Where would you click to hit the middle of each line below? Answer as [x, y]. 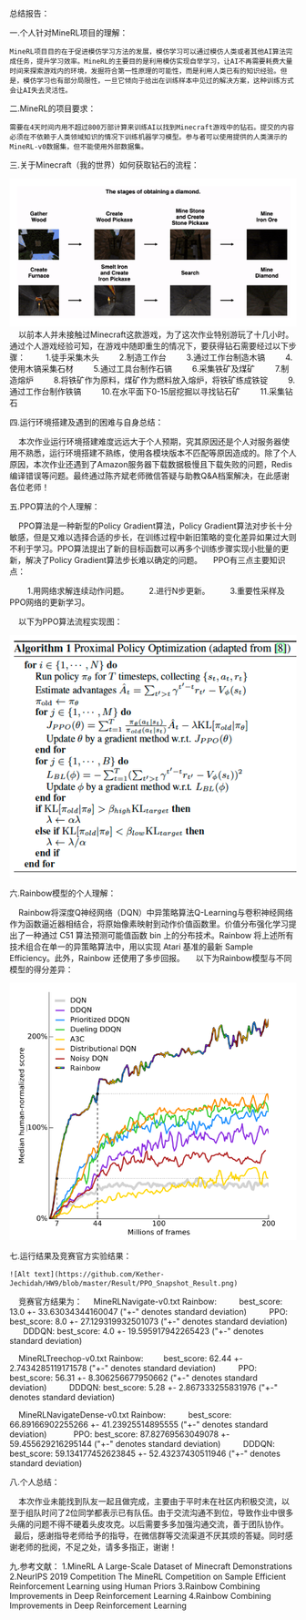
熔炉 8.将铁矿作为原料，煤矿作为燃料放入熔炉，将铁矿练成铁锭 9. [156, 380]
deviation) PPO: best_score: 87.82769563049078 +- [120, 1434]
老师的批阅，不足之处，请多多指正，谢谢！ [97, 1547]
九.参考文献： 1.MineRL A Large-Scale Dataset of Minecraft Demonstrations [151, 1566]
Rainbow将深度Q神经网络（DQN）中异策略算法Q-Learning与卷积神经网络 [155, 913]
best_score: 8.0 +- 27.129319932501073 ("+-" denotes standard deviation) [149, 1322]
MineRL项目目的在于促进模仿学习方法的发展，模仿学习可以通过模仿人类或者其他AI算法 [148, 52]
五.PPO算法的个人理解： [55, 507]
